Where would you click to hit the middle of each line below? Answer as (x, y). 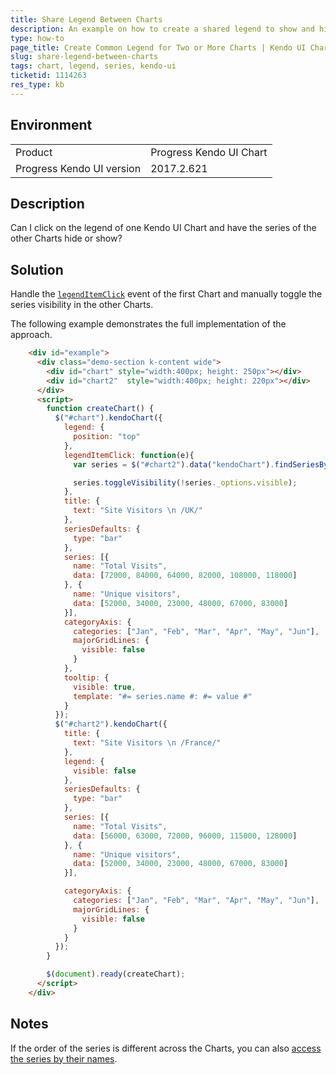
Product (34, 152)
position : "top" (107, 437)
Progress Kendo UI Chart (209, 152)
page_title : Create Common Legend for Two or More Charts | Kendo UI (158, 47)
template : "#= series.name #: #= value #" (163, 696)
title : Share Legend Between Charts (86, 19)
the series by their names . (64, 1058)
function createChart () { (100, 409)
